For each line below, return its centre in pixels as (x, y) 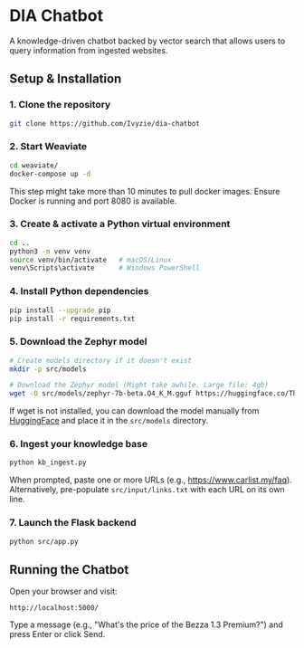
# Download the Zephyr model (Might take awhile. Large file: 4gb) (139, 386)
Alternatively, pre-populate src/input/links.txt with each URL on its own (147, 490)
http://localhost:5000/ (54, 608)
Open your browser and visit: (63, 591)
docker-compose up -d (50, 174)
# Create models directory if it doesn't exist (101, 360)
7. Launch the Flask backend (73, 523)
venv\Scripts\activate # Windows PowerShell (105, 268)
